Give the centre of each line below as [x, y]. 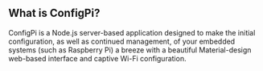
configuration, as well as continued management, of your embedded [122, 41]
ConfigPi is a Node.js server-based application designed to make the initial [132, 32]
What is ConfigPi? [54, 13]
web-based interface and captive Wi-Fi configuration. [97, 58]
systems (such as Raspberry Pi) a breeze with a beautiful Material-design [130, 50]
